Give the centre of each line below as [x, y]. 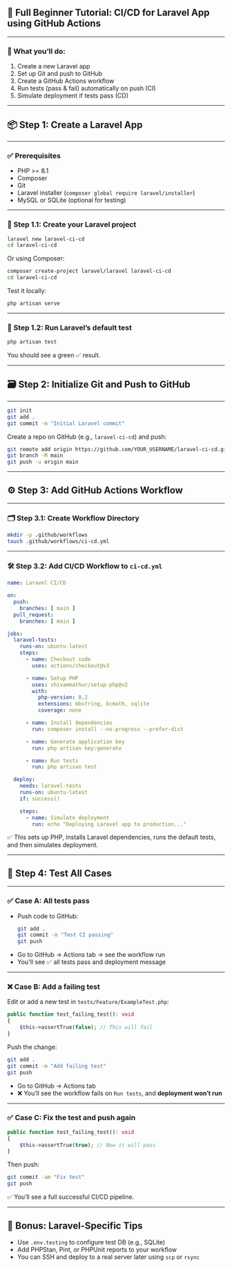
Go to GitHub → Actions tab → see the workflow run [91, 955]
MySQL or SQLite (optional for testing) [71, 200]
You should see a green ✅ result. [54, 355]
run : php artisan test [65, 767]
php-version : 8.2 [63, 698]
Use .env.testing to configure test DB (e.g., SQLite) [91, 1242]
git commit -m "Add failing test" [57, 1066]
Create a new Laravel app [54, 66]
